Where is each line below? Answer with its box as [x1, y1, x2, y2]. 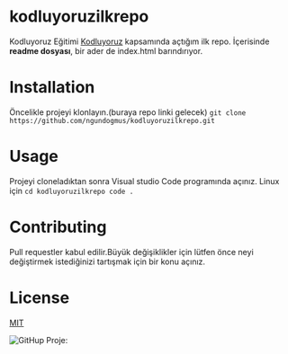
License [9, 288, 70, 307]
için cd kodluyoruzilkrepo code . [9, 185, 134, 196]
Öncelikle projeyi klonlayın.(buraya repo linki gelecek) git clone [9, 106, 247, 118]
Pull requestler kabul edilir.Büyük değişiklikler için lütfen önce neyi [9, 246, 254, 257]
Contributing [9, 217, 107, 237]
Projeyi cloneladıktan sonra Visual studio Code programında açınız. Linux [9, 175, 280, 186]
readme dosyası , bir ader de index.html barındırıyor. [9, 45, 203, 56]
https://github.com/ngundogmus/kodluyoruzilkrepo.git [9, 116, 216, 125]
